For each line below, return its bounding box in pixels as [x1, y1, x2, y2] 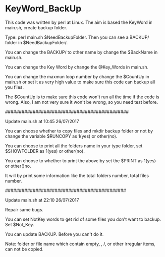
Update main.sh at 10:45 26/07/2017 [5, 118, 79, 124]
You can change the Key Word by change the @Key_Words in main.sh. [5, 64, 149, 70]
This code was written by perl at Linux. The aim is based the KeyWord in [5, 19, 153, 25]
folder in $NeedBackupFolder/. [5, 39, 68, 45]
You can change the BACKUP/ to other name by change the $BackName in [5, 49, 158, 55]
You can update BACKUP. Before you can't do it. [5, 231, 104, 237]
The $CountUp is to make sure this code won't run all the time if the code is [5, 94, 160, 100]
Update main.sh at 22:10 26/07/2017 [5, 197, 79, 203]
